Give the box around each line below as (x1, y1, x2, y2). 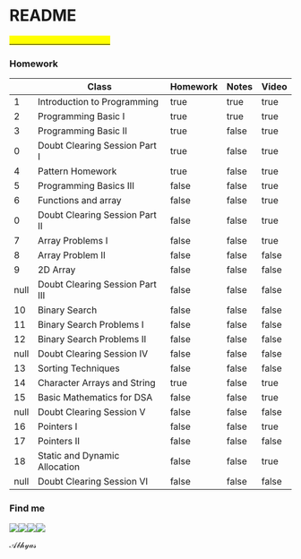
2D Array (37, 263, 76, 276)
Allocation (37, 460, 81, 473)
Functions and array (37, 194, 123, 207)
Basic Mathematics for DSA (37, 391, 153, 404)
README (9, 5, 77, 26)
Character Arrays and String (37, 377, 156, 390)
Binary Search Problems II (37, 333, 147, 346)
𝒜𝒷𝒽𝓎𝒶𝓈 (9, 539, 38, 550)
